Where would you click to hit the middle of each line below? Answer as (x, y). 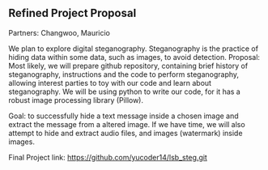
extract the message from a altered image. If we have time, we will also (127, 124)
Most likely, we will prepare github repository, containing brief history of (128, 66)
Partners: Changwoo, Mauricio (60, 32)
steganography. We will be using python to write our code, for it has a (124, 91)
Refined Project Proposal (72, 13)
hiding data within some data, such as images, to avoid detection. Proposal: (134, 57)
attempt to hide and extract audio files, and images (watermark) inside (125, 133)
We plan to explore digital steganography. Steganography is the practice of (134, 49)
